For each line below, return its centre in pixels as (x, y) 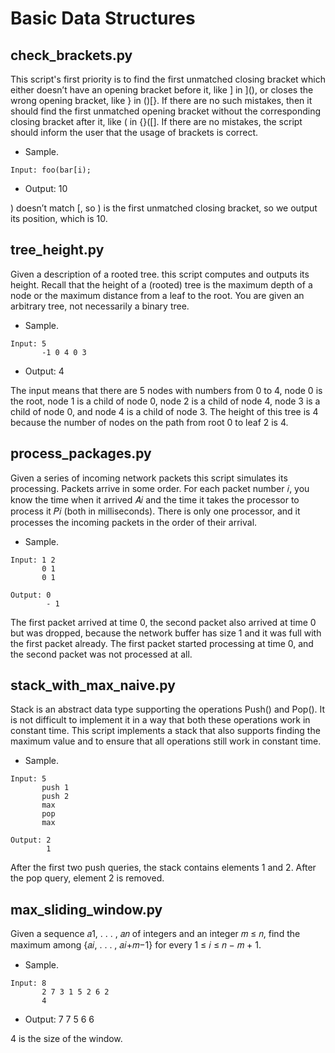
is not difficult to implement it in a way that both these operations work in (160, 720)
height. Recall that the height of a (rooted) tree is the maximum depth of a (161, 284)
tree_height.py (57, 250)
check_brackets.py (71, 55)
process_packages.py (81, 453)
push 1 (55, 788)
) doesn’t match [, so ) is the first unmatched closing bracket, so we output (164, 208)
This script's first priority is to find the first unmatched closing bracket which (168, 79)
